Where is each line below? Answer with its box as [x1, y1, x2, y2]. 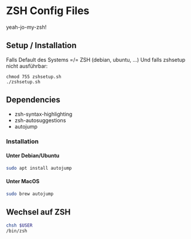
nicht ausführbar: [6, 62, 48, 69]
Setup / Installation [6, 41, 77, 51]
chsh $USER [6, 223, 33, 228]
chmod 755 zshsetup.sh [6, 73, 62, 80]
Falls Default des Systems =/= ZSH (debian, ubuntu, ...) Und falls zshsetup [6, 56, 186, 63]
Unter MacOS [6, 178, 40, 185]
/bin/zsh [6, 228, 28, 234]
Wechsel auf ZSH [6, 207, 71, 217]
